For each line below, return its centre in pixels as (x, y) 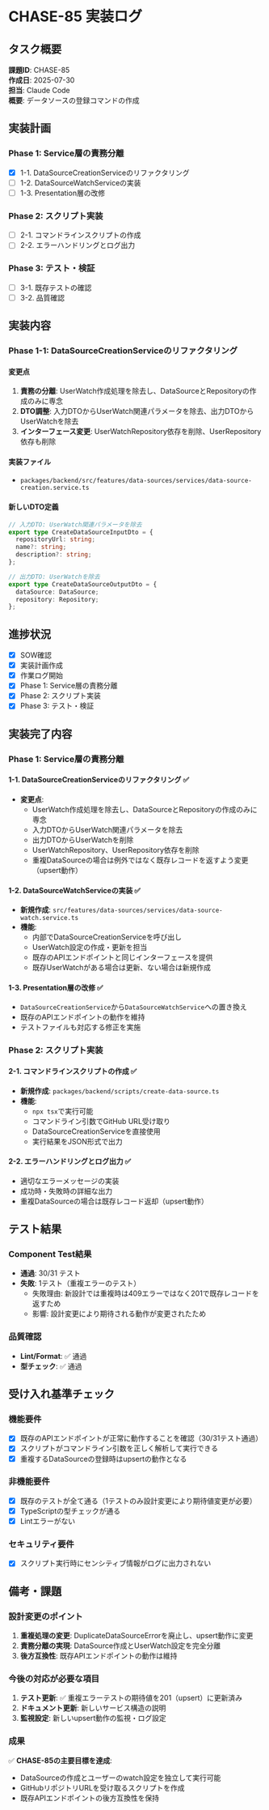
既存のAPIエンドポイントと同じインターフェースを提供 (122, 957)
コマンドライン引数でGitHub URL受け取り (101, 1121)
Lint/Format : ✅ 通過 (53, 1356)
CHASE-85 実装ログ (76, 17)
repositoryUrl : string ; (55, 539)
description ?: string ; (54, 555)
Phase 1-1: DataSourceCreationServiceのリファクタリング (123, 351)
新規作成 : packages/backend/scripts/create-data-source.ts (120, 1091)
